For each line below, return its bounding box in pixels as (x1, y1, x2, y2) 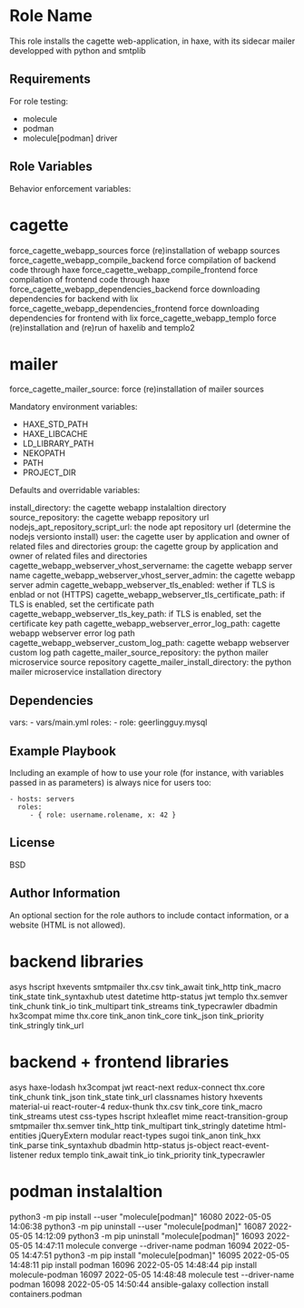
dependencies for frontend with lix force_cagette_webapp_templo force (9, 312, 277, 323)
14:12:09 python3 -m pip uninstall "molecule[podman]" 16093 (34, 1230, 265, 1241)
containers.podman (9, 1288, 83, 1299)
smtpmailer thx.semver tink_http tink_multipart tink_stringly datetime (9, 1120, 265, 1131)
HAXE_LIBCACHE (22, 429, 88, 440)
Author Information (9, 886, 121, 901)
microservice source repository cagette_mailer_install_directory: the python (9, 657, 292, 668)
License (9, 835, 55, 850)
